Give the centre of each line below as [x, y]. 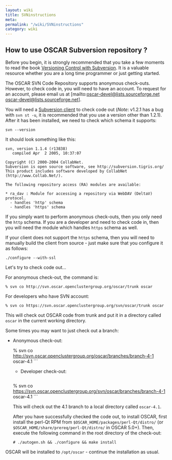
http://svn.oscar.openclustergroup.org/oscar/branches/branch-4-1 [83, 356]
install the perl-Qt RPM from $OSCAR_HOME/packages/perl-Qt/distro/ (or [88, 422]
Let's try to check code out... [36, 267]
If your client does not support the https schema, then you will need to [80, 237]
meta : [11, 20]
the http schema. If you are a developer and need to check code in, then [82, 222]
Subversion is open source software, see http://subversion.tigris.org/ [85, 167]
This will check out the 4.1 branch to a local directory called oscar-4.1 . [87, 407]
